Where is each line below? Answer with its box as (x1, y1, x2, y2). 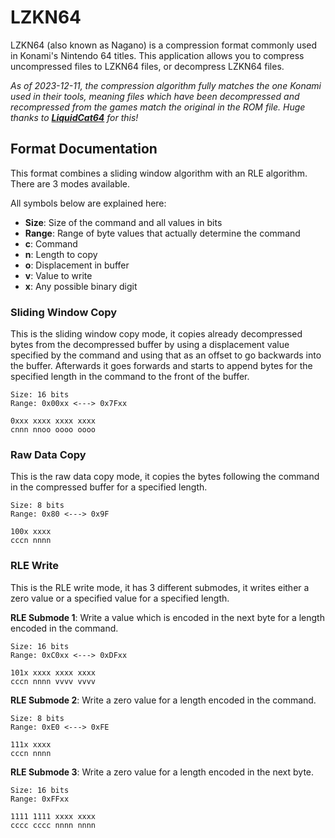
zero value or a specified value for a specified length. (10, 592, 230, 604)
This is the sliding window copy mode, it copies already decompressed (10, 328, 303, 340)
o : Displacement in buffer (24, 259, 130, 271)
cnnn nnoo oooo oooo (10, 425, 97, 435)
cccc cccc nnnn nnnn (10, 820, 97, 830)
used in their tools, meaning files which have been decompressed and (10, 90, 300, 102)
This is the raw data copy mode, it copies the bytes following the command (10, 471, 320, 483)
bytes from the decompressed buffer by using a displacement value (10, 339, 290, 351)
